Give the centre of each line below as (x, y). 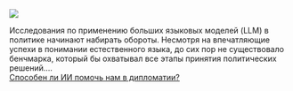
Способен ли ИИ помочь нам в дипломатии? (95, 77)
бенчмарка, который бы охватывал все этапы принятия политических (143, 58)
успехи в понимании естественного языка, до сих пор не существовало (147, 49)
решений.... (31, 68)
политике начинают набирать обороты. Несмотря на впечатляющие (139, 40)
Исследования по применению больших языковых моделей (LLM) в (139, 30)
